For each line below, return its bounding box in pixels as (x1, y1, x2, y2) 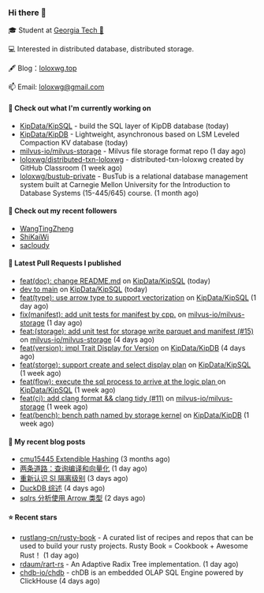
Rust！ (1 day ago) (19, 550, 80, 560)
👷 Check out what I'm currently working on (8, 103, 151, 113)
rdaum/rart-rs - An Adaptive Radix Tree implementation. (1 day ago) (19, 560, 239, 569)
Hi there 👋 (8, 7, 47, 18)
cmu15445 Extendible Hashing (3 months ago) (19, 454, 171, 464)
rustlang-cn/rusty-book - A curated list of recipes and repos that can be (19, 533, 254, 542)
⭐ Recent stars (8, 512, 58, 522)
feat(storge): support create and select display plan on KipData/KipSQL (19, 359, 251, 370)
